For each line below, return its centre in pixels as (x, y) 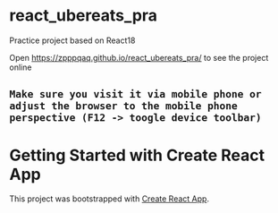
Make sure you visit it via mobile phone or (135, 94)
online (21, 67)
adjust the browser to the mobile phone (124, 106)
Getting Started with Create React (137, 155)
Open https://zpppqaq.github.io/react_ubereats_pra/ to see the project (139, 57)
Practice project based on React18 (72, 40)
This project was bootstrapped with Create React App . (110, 199)
